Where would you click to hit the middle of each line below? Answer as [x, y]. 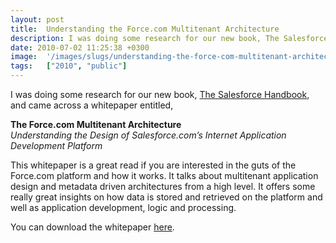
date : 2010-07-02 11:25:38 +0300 [80, 47]
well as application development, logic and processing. [123, 207]
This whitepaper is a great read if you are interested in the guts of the [153, 165]
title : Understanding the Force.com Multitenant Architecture [145, 29]
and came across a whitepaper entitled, [92, 105]
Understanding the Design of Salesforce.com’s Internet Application [148, 135]
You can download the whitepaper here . [92, 227]
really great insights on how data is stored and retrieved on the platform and [166, 197]
